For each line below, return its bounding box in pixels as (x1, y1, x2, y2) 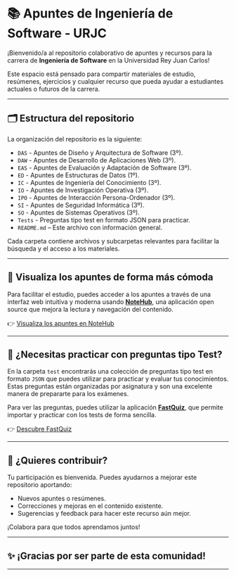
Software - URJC (7, 25, 107, 42)
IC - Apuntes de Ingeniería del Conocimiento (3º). (17, 178, 162, 186)
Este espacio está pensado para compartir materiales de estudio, (7, 70, 196, 78)
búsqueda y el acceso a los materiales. (7, 244, 120, 253)
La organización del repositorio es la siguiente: (7, 134, 143, 143)
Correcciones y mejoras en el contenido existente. (17, 502, 164, 510)
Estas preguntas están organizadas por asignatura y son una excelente (7, 382, 213, 391)
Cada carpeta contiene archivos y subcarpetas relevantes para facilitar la (7, 236, 220, 245)
